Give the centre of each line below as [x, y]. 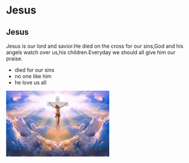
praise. [14, 59]
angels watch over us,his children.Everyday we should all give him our [91, 52]
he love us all [31, 82]
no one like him [33, 76]
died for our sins [34, 70]
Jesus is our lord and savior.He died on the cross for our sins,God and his [95, 46]
